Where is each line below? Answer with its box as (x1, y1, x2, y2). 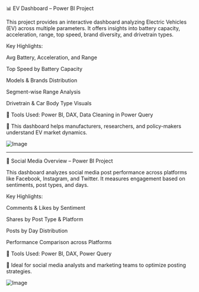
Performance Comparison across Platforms (6, 239, 112, 245)
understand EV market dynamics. (6, 129, 88, 136)
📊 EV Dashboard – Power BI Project (6, 5, 94, 12)
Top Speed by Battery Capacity (6, 66, 83, 72)
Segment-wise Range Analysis (6, 88, 81, 95)
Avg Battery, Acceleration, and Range (6, 54, 98, 61)
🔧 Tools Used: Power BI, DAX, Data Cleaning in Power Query (6, 111, 153, 118)
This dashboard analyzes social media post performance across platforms (6, 169, 188, 176)
